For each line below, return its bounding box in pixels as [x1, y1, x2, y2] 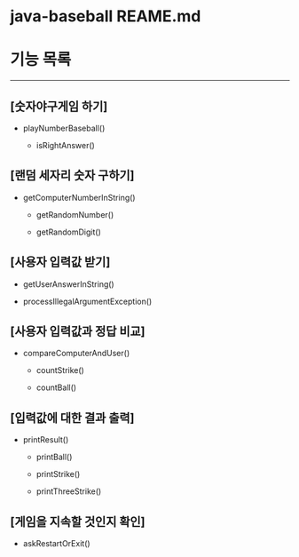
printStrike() [35, 469, 81, 480]
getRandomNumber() [35, 209, 114, 219]
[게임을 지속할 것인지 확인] [10, 513, 146, 529]
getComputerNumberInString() [22, 192, 136, 203]
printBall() [35, 451, 73, 463]
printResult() [22, 434, 69, 445]
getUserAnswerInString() [22, 278, 114, 290]
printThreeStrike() [35, 486, 102, 497]
